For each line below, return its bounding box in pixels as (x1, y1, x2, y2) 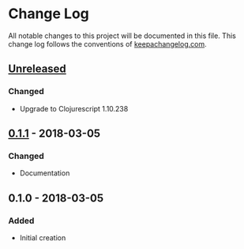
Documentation (19, 168, 70, 178)
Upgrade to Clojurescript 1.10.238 (19, 104, 129, 113)
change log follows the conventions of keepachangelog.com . (8, 39, 207, 48)
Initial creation (19, 233, 66, 242)
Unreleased (8, 62, 67, 76)
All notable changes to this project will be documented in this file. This (8, 31, 237, 40)
